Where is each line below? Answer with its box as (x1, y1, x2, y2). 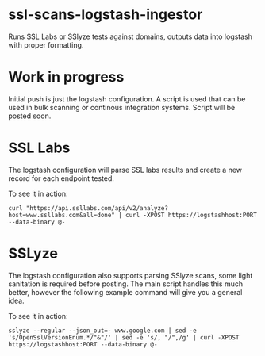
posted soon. (8, 111, 52, 121)
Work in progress (8, 68, 125, 86)
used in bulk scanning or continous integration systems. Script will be (8, 102, 236, 112)
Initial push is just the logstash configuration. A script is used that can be (8, 94, 246, 104)
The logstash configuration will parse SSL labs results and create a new (8, 165, 243, 174)
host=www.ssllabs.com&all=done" (8, 211, 115, 219)
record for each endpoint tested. (8, 173, 115, 183)
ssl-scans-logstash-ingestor (8, 6, 203, 24)
